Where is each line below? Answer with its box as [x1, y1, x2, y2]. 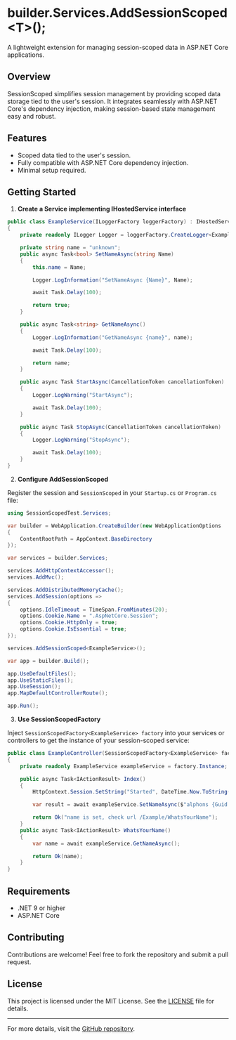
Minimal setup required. [17, 166, 86, 174]
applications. [7, 51, 44, 59]
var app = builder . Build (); [7, 657, 90, 664]
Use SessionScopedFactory [17, 715, 101, 723]
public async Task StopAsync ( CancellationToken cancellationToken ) [20, 423, 221, 430]
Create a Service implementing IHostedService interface [17, 205, 187, 213]
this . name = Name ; [32, 263, 86, 271]
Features [7, 132, 47, 145]
